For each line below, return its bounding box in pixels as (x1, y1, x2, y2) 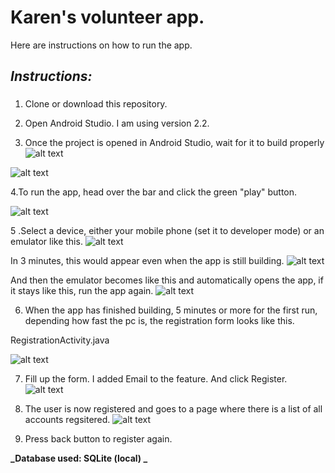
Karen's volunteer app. (10, 6, 205, 29)
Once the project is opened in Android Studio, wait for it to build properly (24, 137, 325, 149)
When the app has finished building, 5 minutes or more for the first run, (24, 304, 318, 316)
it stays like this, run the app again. (10, 285, 154, 297)
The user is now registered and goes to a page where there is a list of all (24, 403, 323, 415)
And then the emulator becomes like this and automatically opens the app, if (10, 274, 324, 286)
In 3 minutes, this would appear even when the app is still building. (10, 255, 285, 267)
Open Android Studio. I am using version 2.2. (24, 117, 210, 130)
